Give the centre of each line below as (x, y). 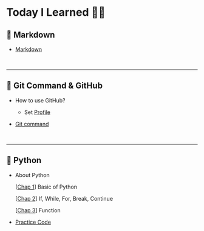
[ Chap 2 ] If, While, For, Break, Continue (64, 198)
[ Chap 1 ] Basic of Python (46, 187)
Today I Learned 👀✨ (56, 12)
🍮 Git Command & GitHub (55, 86)
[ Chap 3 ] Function (38, 210)
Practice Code (33, 222)
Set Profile (37, 112)
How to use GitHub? (40, 100)
